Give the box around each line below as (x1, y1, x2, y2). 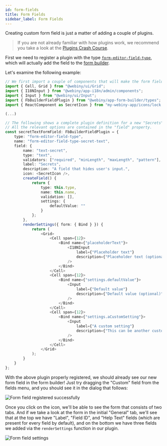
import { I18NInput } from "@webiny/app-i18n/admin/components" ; (5, 89, 143, 93)
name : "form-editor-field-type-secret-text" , (14, 139, 110, 144)
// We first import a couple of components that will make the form (5, 79, 150, 85)
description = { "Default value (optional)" (76, 291, 164, 296)
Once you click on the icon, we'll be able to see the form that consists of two (5, 404, 162, 410)
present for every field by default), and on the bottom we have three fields (5, 420, 157, 426)
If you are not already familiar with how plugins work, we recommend (17, 40, 159, 46)
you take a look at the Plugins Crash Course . (17, 45, 108, 51)
